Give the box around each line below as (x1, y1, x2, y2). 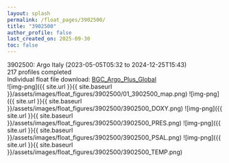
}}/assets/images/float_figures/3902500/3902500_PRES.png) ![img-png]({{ (7, 119, 221, 127)
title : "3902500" (7, 23, 57, 29)
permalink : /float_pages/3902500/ (7, 16, 106, 23)
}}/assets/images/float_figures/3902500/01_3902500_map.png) (7, 90, 188, 98)
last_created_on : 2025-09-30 (7, 36, 91, 42)
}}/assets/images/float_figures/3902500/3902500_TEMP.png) (7, 148, 183, 156)
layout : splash (7, 10, 51, 17)
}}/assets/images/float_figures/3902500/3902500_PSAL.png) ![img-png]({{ (7, 134, 221, 141)
